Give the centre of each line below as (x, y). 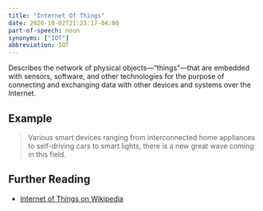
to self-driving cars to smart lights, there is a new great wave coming (141, 146)
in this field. (47, 154)
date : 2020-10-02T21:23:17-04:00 (64, 23)
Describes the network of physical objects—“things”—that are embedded (129, 68)
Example (30, 118)
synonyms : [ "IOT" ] (39, 38)
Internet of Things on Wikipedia (71, 198)
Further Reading (49, 180)
